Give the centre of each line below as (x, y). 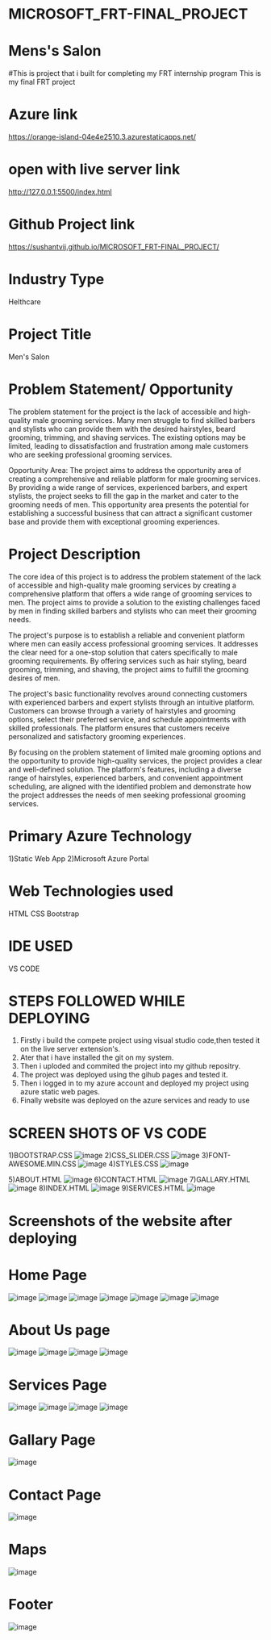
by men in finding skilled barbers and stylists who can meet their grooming (132, 611)
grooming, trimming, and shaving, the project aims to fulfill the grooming (128, 669)
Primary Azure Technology (100, 836)
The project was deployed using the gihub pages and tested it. (124, 1075)
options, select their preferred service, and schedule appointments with (127, 719)
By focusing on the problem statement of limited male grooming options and (135, 752)
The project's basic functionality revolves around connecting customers (128, 693)
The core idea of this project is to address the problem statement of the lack (135, 576)
